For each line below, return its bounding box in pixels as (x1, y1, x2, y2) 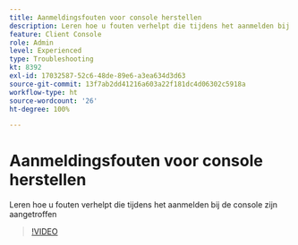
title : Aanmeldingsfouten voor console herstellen (9, 13, 202, 22)
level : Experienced (9, 46, 82, 55)
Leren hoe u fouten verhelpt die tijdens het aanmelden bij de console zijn (9, 199, 278, 210)
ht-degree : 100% (9, 105, 70, 114)
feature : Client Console (9, 30, 102, 38)
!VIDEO (30, 226, 58, 237)
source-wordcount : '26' (9, 96, 98, 106)
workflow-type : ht (9, 88, 78, 97)
